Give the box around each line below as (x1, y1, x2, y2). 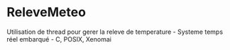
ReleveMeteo (6, 4, 87, 20)
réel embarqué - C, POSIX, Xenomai (6, 35, 111, 43)
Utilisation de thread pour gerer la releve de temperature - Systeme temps (6, 27, 224, 36)
